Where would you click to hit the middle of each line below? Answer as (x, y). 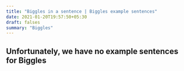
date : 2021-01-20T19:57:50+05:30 (47, 17)
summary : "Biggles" (30, 28)
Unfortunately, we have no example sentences (92, 51)
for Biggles (26, 60)
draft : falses (23, 22)
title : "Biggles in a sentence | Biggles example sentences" (82, 11)
